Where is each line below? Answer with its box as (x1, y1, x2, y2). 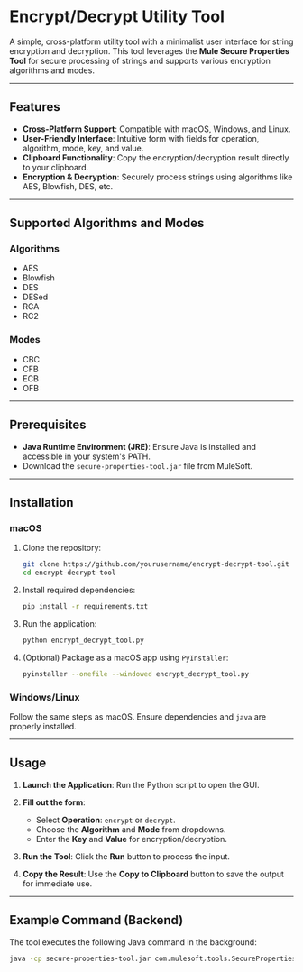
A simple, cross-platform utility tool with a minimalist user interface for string (9, 36, 294, 47)
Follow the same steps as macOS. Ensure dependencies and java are (9, 711, 267, 722)
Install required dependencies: (22, 584, 136, 595)
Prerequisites (9, 417, 87, 433)
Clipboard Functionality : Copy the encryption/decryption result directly (22, 151, 289, 163)
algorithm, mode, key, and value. (22, 142, 144, 153)
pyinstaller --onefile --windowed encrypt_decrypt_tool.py (22, 669, 250, 678)
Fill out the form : (22, 796, 86, 808)
